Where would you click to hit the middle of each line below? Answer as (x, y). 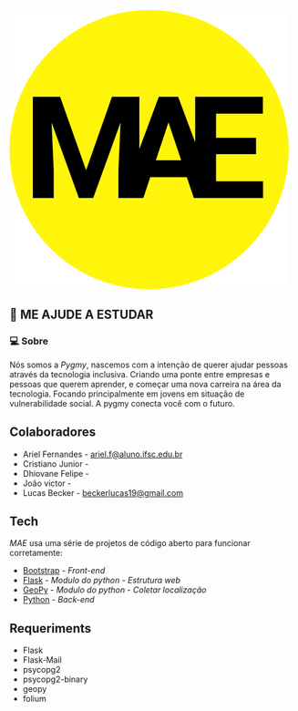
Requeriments (51, 629)
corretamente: (36, 553)
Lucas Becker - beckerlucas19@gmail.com (103, 492)
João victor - (47, 483)
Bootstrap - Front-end (64, 571)
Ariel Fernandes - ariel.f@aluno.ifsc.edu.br (103, 454)
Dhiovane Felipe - (56, 473)
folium (35, 699)
